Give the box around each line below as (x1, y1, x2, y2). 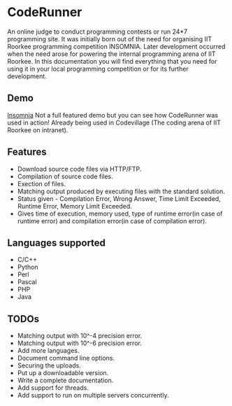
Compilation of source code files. (17, 172, 113, 181)
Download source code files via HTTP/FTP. (17, 164, 142, 173)
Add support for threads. (17, 384, 89, 392)
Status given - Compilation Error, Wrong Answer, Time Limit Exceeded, (17, 194, 222, 203)
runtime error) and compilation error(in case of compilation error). (17, 216, 208, 225)
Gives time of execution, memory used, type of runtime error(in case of (17, 209, 223, 218)
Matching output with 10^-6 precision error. (17, 339, 142, 347)
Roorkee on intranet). (7, 125, 68, 134)
